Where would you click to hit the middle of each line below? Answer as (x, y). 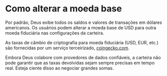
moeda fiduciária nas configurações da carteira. (55, 33)
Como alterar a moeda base (63, 9)
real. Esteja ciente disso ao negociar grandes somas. (59, 68)
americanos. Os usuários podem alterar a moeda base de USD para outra (81, 27)
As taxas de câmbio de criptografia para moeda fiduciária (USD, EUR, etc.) (82, 42)
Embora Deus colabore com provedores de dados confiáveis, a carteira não (83, 57)
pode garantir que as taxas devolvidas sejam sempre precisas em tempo (80, 63)
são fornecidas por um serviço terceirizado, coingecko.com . (67, 48)
